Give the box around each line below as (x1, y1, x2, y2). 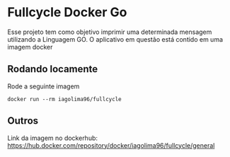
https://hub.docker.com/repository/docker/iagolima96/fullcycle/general (7, 141, 215, 149)
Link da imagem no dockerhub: (7, 134, 98, 142)
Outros (7, 115, 39, 127)
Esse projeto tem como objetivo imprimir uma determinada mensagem (7, 28, 212, 36)
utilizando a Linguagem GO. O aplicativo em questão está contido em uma (7, 35, 224, 43)
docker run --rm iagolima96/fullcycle (7, 95, 122, 103)
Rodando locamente (7, 63, 98, 75)
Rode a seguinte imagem (7, 82, 80, 91)
